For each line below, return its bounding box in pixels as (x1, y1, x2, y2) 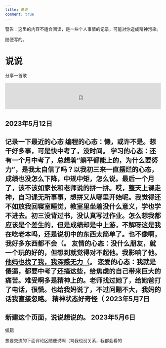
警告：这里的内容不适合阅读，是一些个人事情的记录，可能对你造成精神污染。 (5, 26, 161, 32)
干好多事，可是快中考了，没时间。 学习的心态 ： (5, 147, 150, 155)
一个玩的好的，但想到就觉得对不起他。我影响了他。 (5, 248, 161, 257)
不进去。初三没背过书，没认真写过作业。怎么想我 (5, 211, 155, 220)
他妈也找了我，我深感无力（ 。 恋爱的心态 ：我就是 (5, 258, 156, 266)
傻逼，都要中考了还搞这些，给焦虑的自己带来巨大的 (5, 267, 161, 276)
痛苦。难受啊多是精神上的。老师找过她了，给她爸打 (5, 277, 161, 285)
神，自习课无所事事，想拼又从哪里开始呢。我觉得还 (5, 193, 161, 202)
